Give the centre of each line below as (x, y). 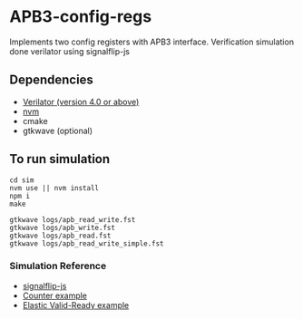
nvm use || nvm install (54, 188)
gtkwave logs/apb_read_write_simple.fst (87, 243)
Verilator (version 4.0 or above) (81, 101)
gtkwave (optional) (58, 130)
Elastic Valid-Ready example (76, 304)
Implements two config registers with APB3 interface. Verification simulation (152, 42)
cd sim (22, 180)
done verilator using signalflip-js (69, 51)
